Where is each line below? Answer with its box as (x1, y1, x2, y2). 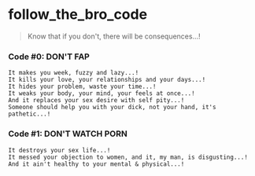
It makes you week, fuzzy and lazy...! (8, 69, 139, 77)
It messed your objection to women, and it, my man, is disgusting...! (8, 153, 248, 161)
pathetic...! (8, 110, 51, 119)
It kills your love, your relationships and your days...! (8, 76, 206, 84)
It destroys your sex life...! (8, 146, 111, 154)
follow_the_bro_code (8, 5, 148, 24)
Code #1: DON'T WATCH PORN (8, 128, 128, 139)
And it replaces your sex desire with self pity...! (8, 97, 185, 104)
